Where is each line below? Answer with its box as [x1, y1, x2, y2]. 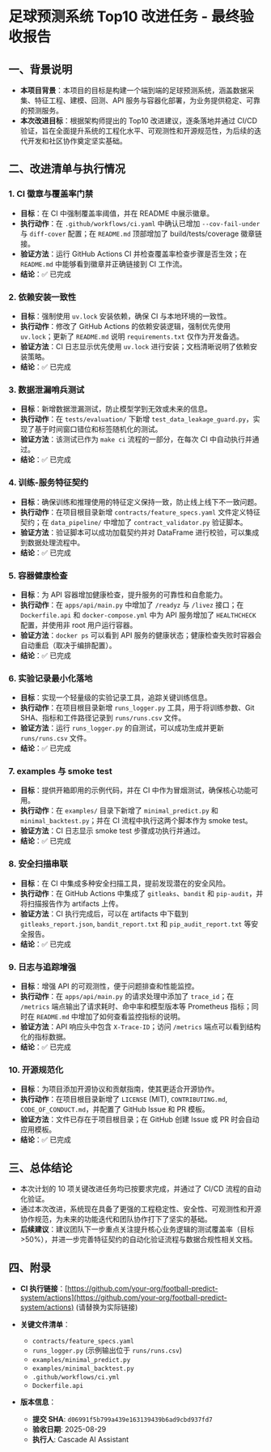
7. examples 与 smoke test [8, 766, 112, 777]
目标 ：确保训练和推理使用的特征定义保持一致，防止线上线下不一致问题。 [19, 497, 261, 506]
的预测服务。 [19, 106, 63, 115]
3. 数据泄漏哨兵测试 [8, 384, 85, 395]
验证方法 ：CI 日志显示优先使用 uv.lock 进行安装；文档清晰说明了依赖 [19, 341, 251, 351]
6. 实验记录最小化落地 [8, 673, 93, 684]
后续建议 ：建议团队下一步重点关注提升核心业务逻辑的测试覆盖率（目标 [19, 1224, 255, 1234]
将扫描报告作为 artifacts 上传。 [19, 899, 123, 908]
